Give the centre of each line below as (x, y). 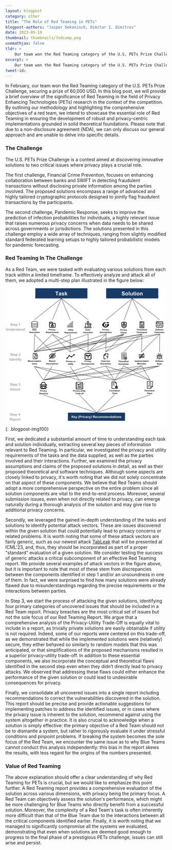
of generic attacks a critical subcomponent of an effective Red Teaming (81, 558)
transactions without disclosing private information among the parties (79, 186)
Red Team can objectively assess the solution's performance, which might (84, 799)
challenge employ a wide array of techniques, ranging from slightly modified (86, 234)
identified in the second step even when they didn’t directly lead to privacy (84, 667)
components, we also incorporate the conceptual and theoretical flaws (80, 661)
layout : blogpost (24, 11)
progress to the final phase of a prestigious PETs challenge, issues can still (84, 837)
